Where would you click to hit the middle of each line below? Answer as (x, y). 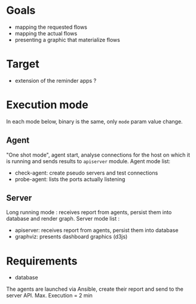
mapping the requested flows (51, 27)
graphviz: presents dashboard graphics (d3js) (71, 237)
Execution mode (47, 105)
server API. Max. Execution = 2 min (49, 296)
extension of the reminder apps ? (56, 80)
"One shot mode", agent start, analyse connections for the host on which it (98, 155)
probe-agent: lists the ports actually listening (70, 179)
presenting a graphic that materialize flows (68, 40)
